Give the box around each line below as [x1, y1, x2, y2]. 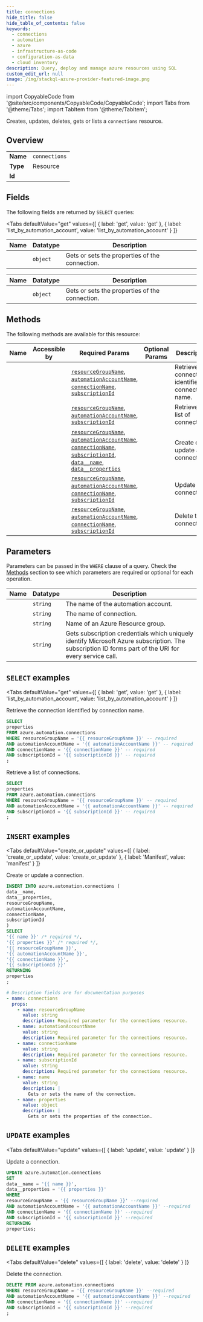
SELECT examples [6, 672, 71, 683]
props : [11, 1001, 28, 1007]
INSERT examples [6, 831, 71, 841]
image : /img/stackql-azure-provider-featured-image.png [6, 76, 150, 82]
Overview [6, 135, 44, 145]
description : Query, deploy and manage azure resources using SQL [6, 65, 177, 71]
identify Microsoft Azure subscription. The [65, 637, 185, 645]
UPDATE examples [6, 1130, 71, 1141]
